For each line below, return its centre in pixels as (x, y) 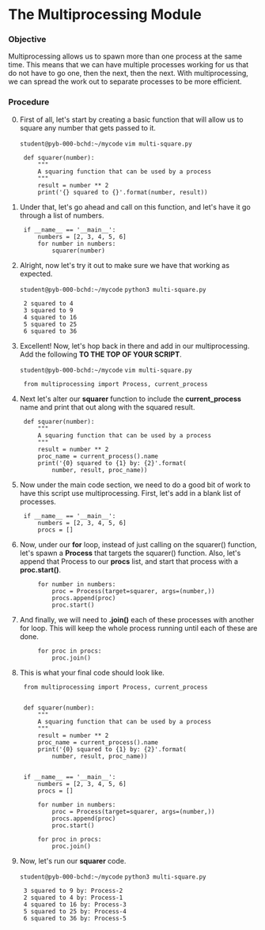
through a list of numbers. (62, 215)
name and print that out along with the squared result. (107, 407)
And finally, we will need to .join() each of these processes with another (137, 619)
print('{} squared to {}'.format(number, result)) (123, 192)
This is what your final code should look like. (92, 672)
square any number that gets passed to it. (88, 127)
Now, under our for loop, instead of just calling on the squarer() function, (138, 544)
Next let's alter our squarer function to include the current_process (130, 399)
